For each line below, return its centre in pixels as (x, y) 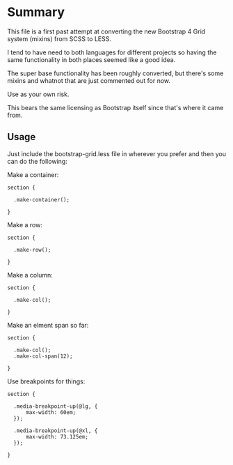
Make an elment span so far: (48, 325)
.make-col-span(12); (43, 356)
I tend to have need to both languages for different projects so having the (112, 52)
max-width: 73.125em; (57, 436)
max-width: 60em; (51, 412)
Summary (36, 12)
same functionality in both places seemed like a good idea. (91, 59)
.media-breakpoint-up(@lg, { (56, 406)
